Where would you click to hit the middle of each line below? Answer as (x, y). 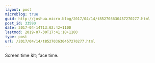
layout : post (18, 10)
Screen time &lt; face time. (32, 55)
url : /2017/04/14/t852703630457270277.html (50, 42)
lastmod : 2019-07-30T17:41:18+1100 (41, 32)
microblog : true (22, 14)
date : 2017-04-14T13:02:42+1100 (38, 28)
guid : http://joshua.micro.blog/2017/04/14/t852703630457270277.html (78, 19)
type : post (16, 37)
